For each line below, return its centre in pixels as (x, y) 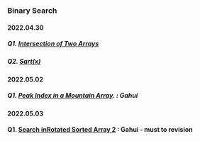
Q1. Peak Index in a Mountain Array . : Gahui (73, 96)
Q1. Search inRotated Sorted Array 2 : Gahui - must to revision (100, 130)
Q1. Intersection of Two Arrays (53, 44)
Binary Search (32, 11)
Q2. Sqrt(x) (24, 62)
